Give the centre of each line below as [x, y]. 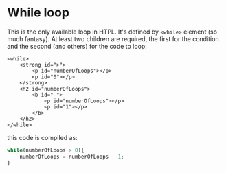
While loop [38, 13]
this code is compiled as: [42, 137]
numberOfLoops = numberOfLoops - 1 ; [72, 157]
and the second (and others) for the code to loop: [77, 46]
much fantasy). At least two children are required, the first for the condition [113, 38]
